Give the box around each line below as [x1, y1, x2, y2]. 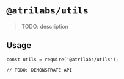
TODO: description [21, 22, 69, 30]
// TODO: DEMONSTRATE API [6, 67, 72, 73]
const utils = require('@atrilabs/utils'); [6, 57, 119, 63]
